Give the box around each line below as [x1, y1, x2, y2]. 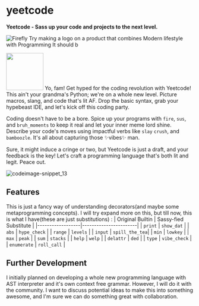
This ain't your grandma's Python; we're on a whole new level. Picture [6, 90, 177, 98]
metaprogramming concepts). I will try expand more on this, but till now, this [6, 209, 192, 216]
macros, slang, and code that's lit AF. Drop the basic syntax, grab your [6, 97, 179, 104]
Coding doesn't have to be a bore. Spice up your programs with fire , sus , [6, 115, 187, 122]
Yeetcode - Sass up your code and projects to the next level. [6, 23, 158, 30]
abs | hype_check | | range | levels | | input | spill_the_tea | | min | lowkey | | [6, 228, 189, 235]
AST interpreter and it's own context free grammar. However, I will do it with [6, 280, 192, 287]
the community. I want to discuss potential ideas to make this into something [6, 286, 193, 294]
